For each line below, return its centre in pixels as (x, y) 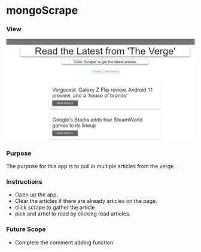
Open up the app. (36, 195)
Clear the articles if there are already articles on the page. (86, 201)
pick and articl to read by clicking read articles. (72, 214)
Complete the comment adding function (64, 242)
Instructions (25, 181)
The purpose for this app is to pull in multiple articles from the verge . (92, 166)
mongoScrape (42, 10)
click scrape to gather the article (55, 208)
